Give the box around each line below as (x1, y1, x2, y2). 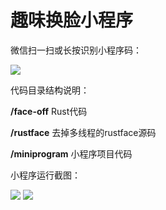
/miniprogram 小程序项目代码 (10, 147, 133, 160)
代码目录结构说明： (10, 84, 90, 96)
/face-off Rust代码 (10, 105, 88, 117)
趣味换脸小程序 (10, 9, 134, 32)
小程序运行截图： (10, 169, 81, 181)
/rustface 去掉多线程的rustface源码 (10, 126, 157, 138)
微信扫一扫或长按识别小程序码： (10, 44, 142, 56)
